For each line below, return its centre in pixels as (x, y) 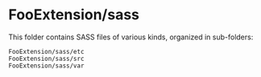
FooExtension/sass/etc (46, 51)
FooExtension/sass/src (46, 59)
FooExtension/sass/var (46, 66)
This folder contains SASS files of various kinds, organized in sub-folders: (131, 37)
